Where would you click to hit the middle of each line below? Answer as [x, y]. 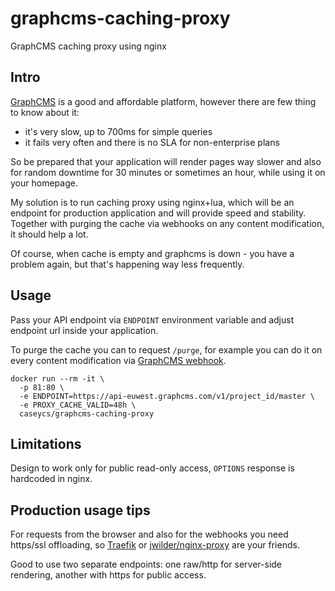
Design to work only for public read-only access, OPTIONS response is [152, 468]
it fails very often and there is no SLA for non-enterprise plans [152, 142]
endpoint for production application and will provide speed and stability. [158, 213]
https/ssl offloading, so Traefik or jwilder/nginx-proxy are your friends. [155, 545]
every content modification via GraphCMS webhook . [118, 360]
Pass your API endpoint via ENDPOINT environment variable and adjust [152, 319]
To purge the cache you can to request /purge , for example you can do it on [166, 349]
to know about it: [45, 112]
